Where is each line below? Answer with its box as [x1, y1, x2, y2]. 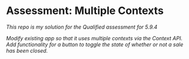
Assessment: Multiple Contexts [6, 4, 164, 18]
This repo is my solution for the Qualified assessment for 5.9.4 [6, 23, 158, 30]
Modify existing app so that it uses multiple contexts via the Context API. [6, 34, 183, 41]
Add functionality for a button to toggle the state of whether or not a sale [6, 41, 184, 48]
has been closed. [6, 47, 48, 54]
